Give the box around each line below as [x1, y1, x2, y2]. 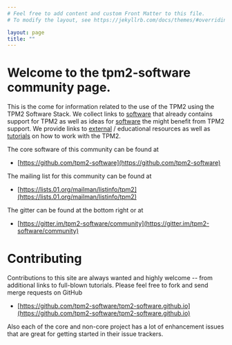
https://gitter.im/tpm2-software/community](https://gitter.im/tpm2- [19, 219, 209, 228]
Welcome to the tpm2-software [7, 65, 191, 81]
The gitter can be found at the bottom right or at [7, 206, 144, 215]
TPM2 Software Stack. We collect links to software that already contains [7, 110, 213, 118]
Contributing [7, 251, 82, 266]
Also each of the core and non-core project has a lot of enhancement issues [7, 322, 224, 331]
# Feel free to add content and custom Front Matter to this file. [7, 10, 206, 17]
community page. [7, 80, 111, 95]
